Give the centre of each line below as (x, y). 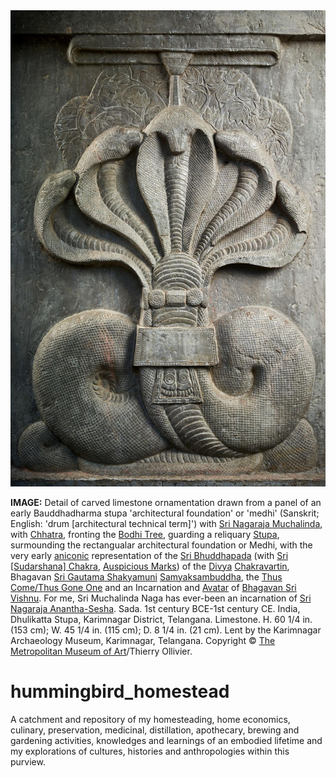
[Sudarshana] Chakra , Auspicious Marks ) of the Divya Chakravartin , (150, 566)
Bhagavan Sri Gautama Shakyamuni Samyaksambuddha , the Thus (146, 576)
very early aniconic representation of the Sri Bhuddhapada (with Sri (149, 555)
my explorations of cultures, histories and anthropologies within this (150, 751)
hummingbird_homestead (120, 691)
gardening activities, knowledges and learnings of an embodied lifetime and (166, 740)
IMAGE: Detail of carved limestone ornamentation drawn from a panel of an (166, 502)
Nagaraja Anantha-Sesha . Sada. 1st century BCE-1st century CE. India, (155, 608)
